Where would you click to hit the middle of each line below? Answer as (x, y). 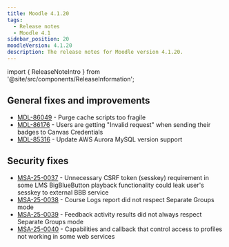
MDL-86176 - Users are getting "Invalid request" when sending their (114, 124)
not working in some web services (66, 236)
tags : (15, 20)
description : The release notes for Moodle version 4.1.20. (96, 52)
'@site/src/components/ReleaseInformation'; (71, 79)
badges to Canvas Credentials (60, 132)
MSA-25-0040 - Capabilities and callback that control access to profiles (120, 229)
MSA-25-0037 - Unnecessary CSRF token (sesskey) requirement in (113, 177)
